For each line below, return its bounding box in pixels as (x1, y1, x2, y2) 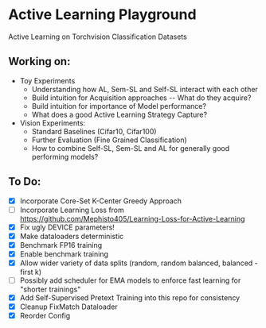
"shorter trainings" (19, 284, 81, 295)
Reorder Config (19, 311, 71, 321)
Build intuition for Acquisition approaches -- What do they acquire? (31, 93, 252, 102)
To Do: (8, 175, 41, 188)
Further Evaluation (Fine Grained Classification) (31, 135, 187, 145)
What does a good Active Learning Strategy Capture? (31, 110, 208, 119)
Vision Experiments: (19, 118, 86, 128)
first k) (19, 268, 42, 276)
